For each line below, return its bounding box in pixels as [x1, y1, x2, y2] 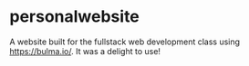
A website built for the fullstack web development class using [9, 36, 240, 47]
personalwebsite [9, 6, 140, 27]
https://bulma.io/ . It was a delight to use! [9, 45, 161, 56]
